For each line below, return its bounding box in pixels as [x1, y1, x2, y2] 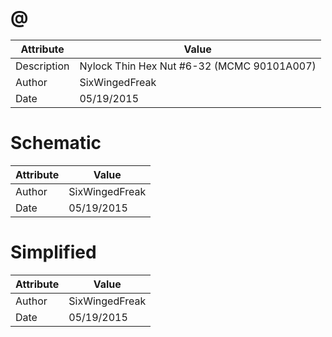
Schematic [10, 132, 102, 155]
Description [15, 59, 70, 73]
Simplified [10, 241, 97, 264]
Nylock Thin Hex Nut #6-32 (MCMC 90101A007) [79, 59, 317, 73]
